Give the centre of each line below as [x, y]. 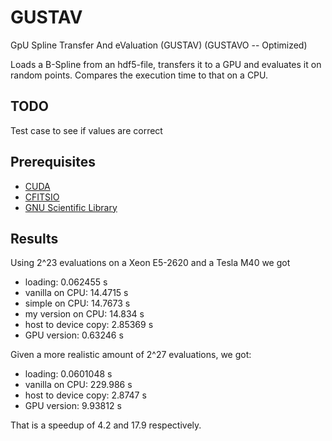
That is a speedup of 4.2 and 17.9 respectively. [106, 425]
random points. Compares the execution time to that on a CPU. [139, 75]
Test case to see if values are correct [86, 130]
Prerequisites [53, 162]
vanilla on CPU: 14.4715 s [76, 293]
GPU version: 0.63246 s [74, 335]
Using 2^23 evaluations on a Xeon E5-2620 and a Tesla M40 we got [150, 263]
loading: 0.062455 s [66, 282]
